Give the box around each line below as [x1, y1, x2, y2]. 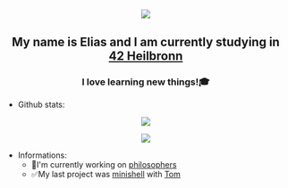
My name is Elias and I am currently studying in [12, 34, 280, 49]
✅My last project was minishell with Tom [30, 168, 181, 179]
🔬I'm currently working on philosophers [30, 159, 177, 169]
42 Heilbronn [108, 48, 183, 63]
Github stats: [17, 99, 65, 110]
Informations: [17, 150, 67, 160]
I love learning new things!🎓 [81, 76, 210, 88]
